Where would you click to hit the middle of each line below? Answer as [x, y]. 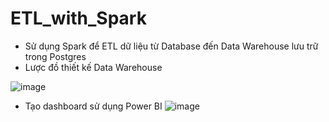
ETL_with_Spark [78, 18]
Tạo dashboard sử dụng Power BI [93, 106]
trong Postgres [55, 56]
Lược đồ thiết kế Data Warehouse [93, 67]
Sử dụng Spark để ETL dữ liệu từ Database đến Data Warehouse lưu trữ [171, 46]
